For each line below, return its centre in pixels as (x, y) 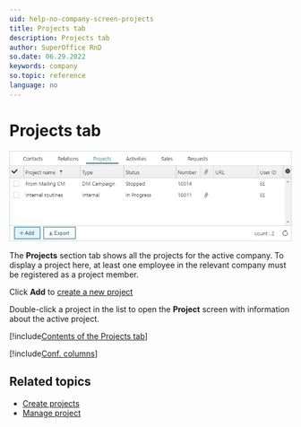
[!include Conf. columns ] (54, 353)
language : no (34, 85)
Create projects (51, 403)
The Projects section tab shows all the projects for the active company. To (146, 255)
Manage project (52, 413)
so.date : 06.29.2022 (48, 57)
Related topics (50, 382)
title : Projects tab (48, 28)
